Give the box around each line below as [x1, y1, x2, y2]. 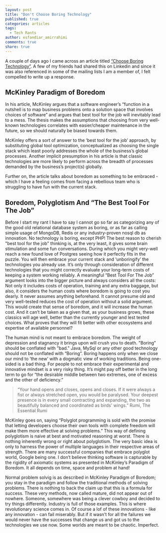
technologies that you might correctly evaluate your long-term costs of [5, 267, 150, 273]
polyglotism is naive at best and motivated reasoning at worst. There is [5, 433, 150, 439]
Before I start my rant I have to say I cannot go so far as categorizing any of [5, 219, 160, 225]
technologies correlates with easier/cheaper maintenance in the [19, 122, 150, 128]
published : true [5, 16, 39, 21]
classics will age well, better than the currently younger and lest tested [5, 314, 150, 321]
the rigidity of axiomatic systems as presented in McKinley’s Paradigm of [5, 459, 154, 465]
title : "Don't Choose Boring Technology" [5, 12, 92, 17]
